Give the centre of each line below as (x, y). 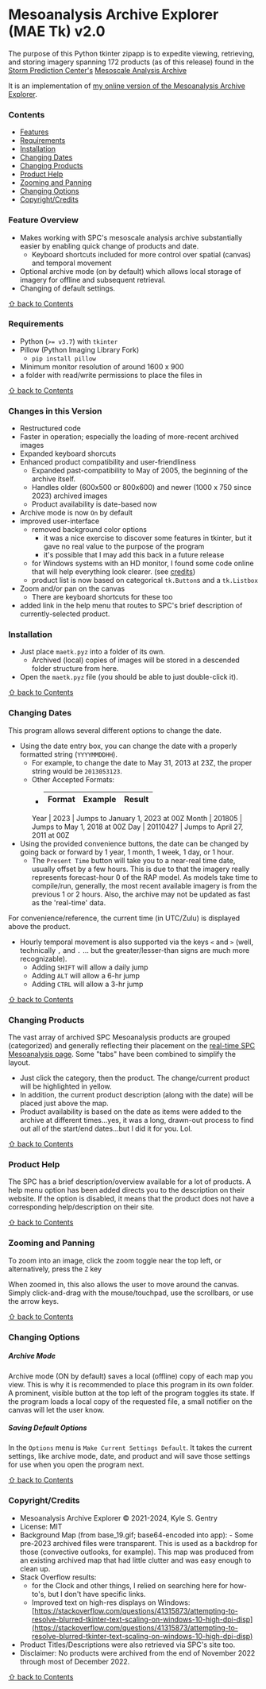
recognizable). (43, 958)
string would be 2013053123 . (77, 771)
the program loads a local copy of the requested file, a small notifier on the (130, 1401)
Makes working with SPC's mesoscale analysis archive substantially (131, 237)
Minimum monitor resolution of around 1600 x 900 (102, 366)
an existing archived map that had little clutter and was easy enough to (135, 1560)
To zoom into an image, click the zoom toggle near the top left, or (115, 1260)
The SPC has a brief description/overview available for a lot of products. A (130, 1182)
